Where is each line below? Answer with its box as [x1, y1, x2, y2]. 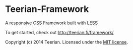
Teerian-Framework [5, 3, 89, 15]
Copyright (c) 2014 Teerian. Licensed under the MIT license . [5, 39, 128, 45]
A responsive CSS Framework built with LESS [5, 20, 98, 26]
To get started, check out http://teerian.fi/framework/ [5, 29, 114, 35]
